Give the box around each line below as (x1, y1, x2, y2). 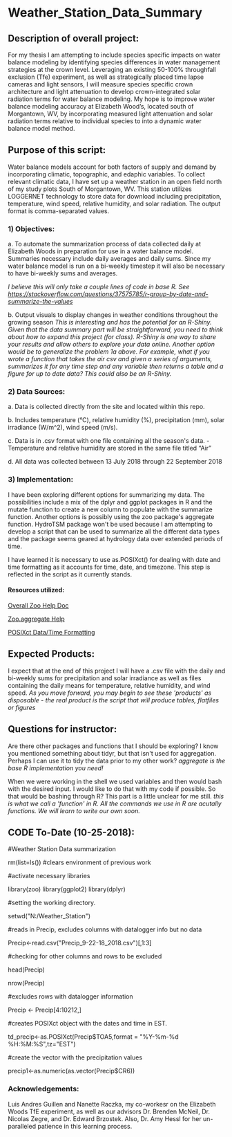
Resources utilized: (8, 586, 65, 594)
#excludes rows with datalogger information (8, 992, 133, 1001)
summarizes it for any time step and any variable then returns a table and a (8, 362, 224, 371)
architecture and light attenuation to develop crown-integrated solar (8, 88, 201, 95)
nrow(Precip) (8, 979, 46, 988)
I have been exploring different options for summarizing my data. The (8, 490, 205, 499)
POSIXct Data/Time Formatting (8, 628, 95, 636)
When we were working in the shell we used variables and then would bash (8, 777, 222, 785)
